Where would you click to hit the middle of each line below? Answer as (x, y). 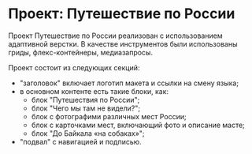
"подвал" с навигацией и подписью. (80, 141)
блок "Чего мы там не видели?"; (85, 108)
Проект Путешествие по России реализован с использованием (115, 36)
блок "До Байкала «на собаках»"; (88, 133)
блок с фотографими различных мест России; (109, 116)
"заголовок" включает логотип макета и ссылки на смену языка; (129, 83)
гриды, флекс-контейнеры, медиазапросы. (81, 52)
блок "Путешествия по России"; (85, 100)
